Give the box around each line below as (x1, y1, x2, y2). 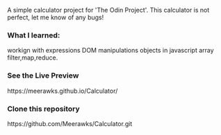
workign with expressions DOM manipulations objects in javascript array (7, 46, 214, 55)
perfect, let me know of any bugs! (7, 13, 104, 21)
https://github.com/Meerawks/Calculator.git (7, 119, 133, 127)
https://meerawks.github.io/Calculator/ (7, 87, 118, 95)
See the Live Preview (7, 71, 79, 80)
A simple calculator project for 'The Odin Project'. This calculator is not (7, 6, 210, 14)
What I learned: (7, 30, 60, 40)
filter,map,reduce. (7, 53, 58, 62)
